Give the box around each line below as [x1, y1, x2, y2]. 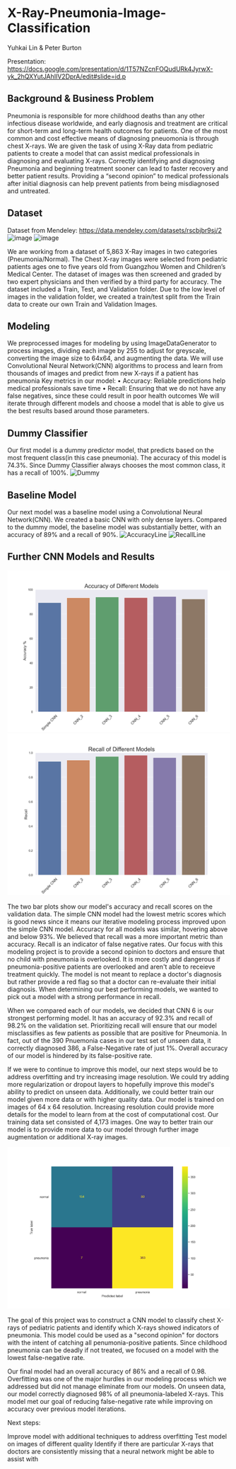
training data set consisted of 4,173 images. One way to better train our [7, 1117, 214, 1126]
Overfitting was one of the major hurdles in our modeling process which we [7, 1374, 227, 1383]
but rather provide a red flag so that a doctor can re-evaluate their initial [7, 977, 216, 986]
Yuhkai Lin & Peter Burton [7, 43, 82, 52]
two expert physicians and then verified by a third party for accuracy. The [7, 277, 222, 286]
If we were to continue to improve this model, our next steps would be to [7, 1065, 218, 1073]
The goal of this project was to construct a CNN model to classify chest [7, 1315, 216, 1324]
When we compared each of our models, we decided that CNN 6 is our [7, 1006, 214, 1015]
